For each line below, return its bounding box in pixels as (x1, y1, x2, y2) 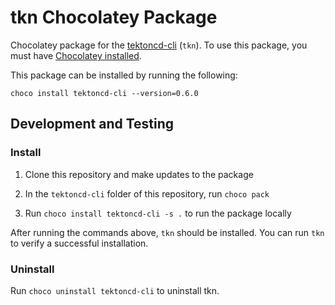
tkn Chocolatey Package (10, 6, 218, 29)
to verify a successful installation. (10, 237, 149, 249)
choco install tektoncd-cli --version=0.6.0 (10, 88, 199, 98)
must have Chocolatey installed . (10, 49, 142, 61)
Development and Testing (10, 116, 175, 133)
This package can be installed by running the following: (10, 69, 238, 81)
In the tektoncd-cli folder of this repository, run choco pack (24, 187, 270, 200)
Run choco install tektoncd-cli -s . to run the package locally (24, 207, 292, 219)
